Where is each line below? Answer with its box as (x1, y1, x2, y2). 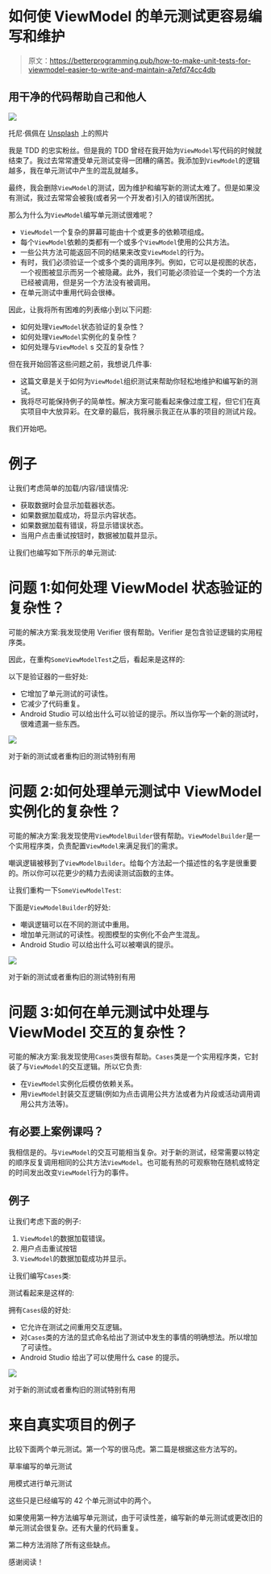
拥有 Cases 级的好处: (8, 1305, 71, 1315)
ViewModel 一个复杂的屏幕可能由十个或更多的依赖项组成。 (19, 227, 209, 236)
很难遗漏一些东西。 (19, 718, 85, 728)
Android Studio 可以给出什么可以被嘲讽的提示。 (19, 939, 178, 949)
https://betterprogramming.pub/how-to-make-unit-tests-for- (49, 56, 252, 65)
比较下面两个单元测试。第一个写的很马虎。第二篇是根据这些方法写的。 (8, 1444, 242, 1454)
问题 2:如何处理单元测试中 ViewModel (8, 782, 262, 801)
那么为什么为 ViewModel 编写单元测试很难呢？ (8, 210, 155, 219)
